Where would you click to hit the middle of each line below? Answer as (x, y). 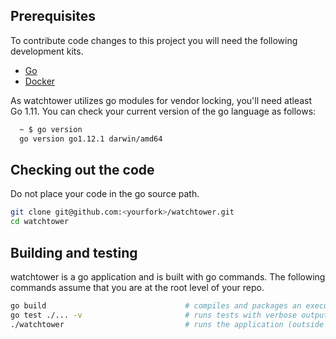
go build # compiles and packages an (156, 305)
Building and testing (74, 252)
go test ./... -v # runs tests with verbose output (169, 315)
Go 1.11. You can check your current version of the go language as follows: (163, 111)
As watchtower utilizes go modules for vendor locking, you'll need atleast (161, 100)
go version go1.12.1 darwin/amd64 (91, 139)
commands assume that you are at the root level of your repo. (137, 287)
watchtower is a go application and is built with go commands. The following (168, 276)
